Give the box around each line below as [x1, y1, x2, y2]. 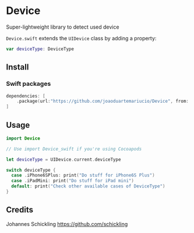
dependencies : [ [6, 93, 45, 99]
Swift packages [6, 80, 51, 88]
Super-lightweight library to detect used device [6, 23, 119, 30]
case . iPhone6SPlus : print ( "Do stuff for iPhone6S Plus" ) [11, 172, 156, 179]
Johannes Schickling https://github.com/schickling [6, 220, 128, 227]
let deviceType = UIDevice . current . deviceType [6, 157, 121, 162]
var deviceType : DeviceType [6, 46, 75, 52]
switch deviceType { [6, 167, 57, 173]
